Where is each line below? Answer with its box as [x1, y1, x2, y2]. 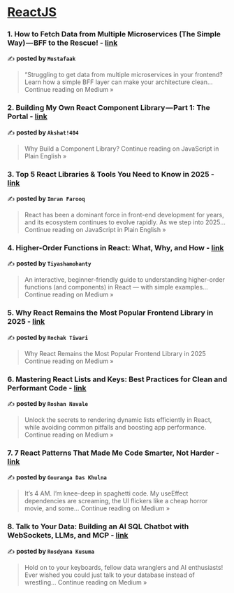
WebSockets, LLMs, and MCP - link [7, 531, 129, 540]
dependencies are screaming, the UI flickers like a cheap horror [24, 497, 208, 505]
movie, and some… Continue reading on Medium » [24, 504, 170, 512]
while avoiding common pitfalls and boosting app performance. [24, 423, 207, 431]
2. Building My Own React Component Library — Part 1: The [7, 103, 211, 113]
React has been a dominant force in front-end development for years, [24, 211, 225, 219]
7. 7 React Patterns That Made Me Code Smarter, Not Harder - [7, 448, 220, 458]
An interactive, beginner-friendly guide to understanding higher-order [24, 275, 226, 284]
